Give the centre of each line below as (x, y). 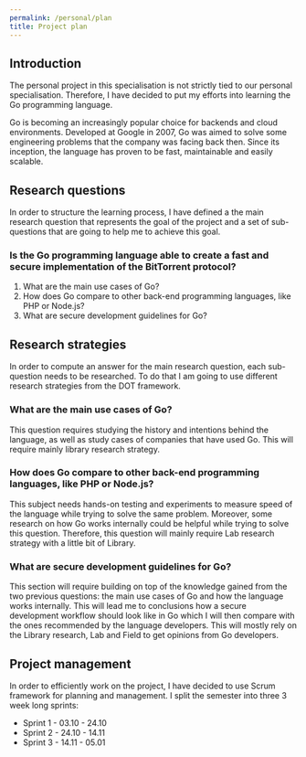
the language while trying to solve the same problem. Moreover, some (141, 514)
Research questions (68, 190)
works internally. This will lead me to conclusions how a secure (128, 606)
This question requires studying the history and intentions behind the (139, 430)
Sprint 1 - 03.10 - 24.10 (65, 722)
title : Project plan (49, 27)
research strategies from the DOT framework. (95, 386)
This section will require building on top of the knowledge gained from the (148, 587)
